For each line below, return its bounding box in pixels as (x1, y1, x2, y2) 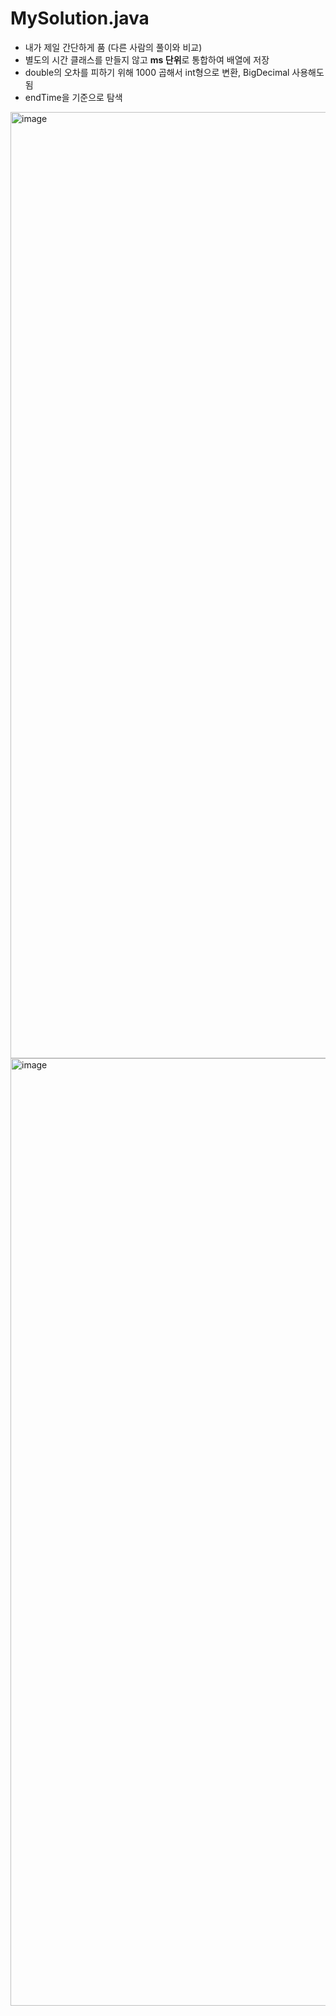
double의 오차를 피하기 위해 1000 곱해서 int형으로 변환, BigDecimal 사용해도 (24, 66, 325, 78)
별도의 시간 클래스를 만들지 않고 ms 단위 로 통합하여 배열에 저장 (24, 53, 270, 66)
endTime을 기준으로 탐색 (24, 91, 123, 103)
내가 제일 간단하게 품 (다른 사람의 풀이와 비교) (24, 41, 203, 53)
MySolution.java (10, 7, 150, 30)
